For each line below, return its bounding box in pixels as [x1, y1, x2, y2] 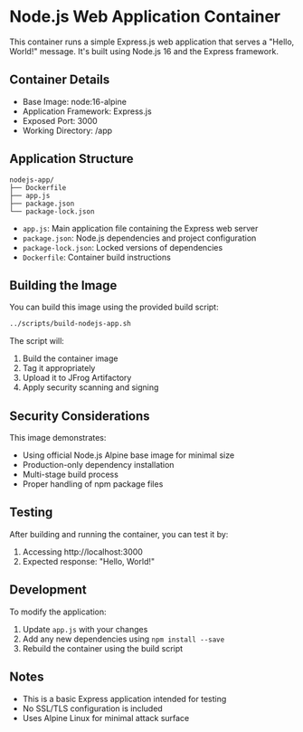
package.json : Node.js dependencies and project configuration [22, 233, 257, 243]
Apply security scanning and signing [22, 382, 159, 393]
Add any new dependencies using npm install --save [22, 633, 225, 644]
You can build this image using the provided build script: [9, 301, 219, 313]
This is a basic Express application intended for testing [22, 693, 227, 704]
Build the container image [22, 353, 118, 364]
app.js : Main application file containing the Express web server [22, 223, 259, 233]
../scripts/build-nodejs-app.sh [9, 319, 131, 328]
